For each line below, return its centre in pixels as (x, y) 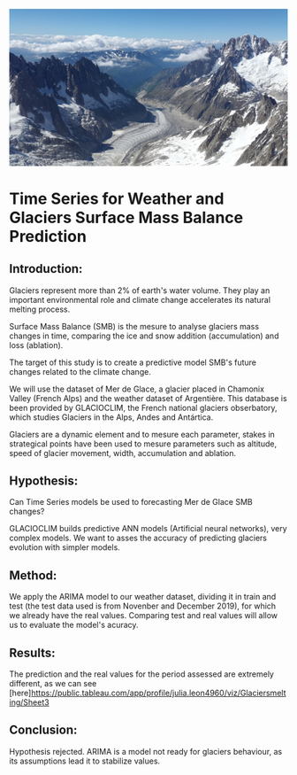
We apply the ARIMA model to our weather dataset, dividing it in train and (143, 597)
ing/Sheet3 (30, 702)
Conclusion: (43, 730)
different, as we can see (53, 683)
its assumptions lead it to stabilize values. (85, 761)
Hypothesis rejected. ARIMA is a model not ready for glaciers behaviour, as (146, 751)
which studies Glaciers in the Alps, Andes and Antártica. (111, 417)
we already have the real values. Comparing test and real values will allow (144, 616)
